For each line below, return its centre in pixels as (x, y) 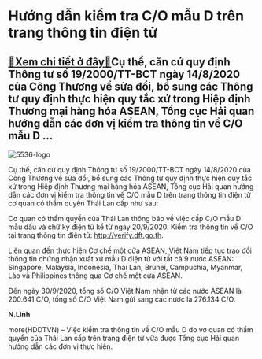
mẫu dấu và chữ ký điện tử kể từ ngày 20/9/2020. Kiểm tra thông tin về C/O (131, 227)
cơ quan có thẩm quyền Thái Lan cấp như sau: (83, 203)
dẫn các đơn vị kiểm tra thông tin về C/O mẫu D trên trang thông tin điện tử (129, 195)
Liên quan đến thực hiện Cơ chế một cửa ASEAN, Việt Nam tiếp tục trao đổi (130, 250)
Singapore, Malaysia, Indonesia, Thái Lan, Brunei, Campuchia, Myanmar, (125, 267)
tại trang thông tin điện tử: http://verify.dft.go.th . (86, 235)
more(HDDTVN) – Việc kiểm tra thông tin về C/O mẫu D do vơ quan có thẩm (131, 329)
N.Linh (19, 315)
